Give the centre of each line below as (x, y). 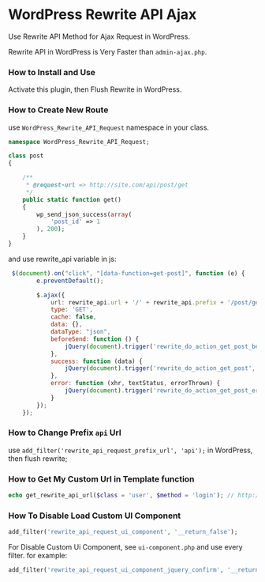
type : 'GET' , (71, 310)
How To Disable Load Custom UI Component (95, 516)
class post (26, 156)
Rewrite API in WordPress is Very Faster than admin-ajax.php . (108, 51)
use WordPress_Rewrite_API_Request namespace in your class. (109, 127)
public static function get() (72, 199)
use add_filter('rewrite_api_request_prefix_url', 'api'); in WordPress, (131, 450)
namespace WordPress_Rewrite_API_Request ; (79, 142)
